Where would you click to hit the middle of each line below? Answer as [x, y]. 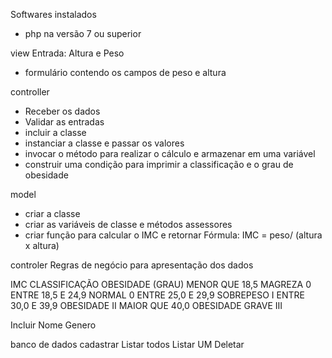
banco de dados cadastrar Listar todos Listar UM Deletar [127, 344]
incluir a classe [55, 132]
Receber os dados [62, 111]
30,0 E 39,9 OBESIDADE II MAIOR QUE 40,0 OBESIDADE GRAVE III [146, 305]
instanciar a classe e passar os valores [104, 143]
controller [30, 92]
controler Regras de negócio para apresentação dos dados [132, 265]
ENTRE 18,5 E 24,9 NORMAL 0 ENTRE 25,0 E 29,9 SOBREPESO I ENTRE [157, 295]
